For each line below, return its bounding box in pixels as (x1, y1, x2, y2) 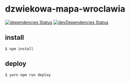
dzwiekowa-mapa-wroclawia (5, 3, 125, 15)
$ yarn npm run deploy (5, 72, 51, 77)
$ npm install (5, 46, 34, 51)
